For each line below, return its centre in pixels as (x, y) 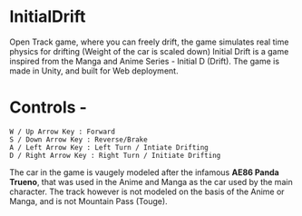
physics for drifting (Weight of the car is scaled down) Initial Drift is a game (149, 51)
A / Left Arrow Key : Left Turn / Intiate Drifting (109, 147)
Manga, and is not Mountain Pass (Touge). (88, 201)
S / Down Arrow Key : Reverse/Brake (78, 139)
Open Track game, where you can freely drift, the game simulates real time (149, 42)
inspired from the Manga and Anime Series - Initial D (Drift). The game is (144, 61)
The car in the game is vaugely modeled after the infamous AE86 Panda (144, 172)
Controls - (49, 108)
